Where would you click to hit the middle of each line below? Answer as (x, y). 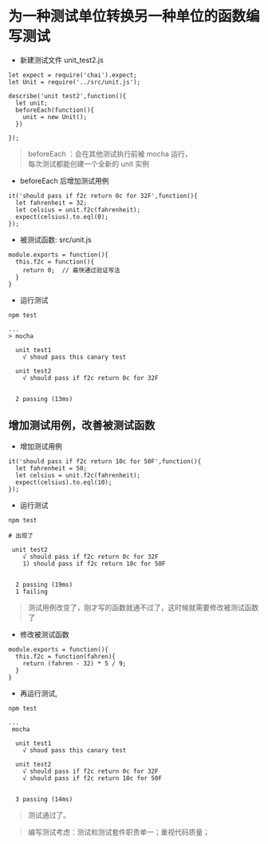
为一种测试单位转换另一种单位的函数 (127, 16)
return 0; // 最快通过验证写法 (71, 270)
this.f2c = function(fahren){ (65, 656)
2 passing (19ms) (44, 584)
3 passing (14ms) (44, 799)
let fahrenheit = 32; (51, 203)
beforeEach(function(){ (55, 110)
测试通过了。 (49, 814)
